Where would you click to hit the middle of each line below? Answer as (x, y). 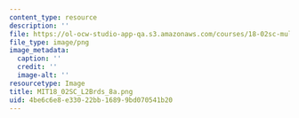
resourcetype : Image (48, 83)
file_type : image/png (49, 42)
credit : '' (37, 67)
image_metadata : (39, 51)
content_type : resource (53, 17)
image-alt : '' (43, 75)
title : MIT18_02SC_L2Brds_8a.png (71, 91)
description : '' (39, 26)
